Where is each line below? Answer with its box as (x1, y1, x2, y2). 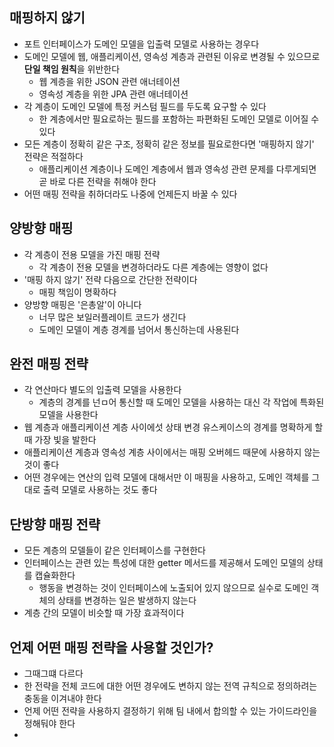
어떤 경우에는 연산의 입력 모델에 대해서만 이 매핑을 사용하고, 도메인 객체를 (23, 471, 310, 483)
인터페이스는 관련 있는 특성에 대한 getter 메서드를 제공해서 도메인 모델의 (23, 557, 305, 569)
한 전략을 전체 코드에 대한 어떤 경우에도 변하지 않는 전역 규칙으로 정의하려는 (23, 680, 318, 692)
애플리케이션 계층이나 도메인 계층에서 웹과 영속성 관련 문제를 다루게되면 (38, 163, 317, 175)
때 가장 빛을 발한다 (23, 434, 97, 446)
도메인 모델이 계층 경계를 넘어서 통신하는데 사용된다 (38, 323, 240, 335)
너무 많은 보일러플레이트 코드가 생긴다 (38, 311, 187, 323)
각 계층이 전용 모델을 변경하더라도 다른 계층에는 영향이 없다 (38, 261, 269, 273)
